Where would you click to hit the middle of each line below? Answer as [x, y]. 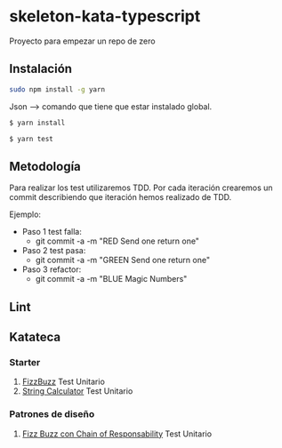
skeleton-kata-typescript [105, 16]
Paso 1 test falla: [52, 232]
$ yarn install [37, 123]
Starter [25, 362]
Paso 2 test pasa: [54, 251]
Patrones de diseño [52, 414]
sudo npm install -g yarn [57, 89]
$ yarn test [31, 139]
